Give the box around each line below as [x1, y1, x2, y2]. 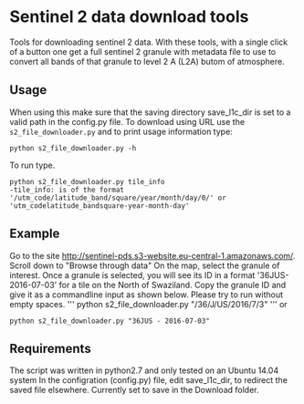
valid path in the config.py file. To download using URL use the [9, 116, 245, 127]
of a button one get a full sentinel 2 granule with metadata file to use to [9, 46, 277, 57]
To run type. [9, 160, 56, 171]
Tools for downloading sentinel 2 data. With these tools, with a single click [9, 36, 288, 47]
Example [9, 226, 60, 242]
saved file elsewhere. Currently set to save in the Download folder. [9, 385, 259, 396]
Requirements [9, 340, 91, 357]
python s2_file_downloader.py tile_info [9, 177, 166, 186]
